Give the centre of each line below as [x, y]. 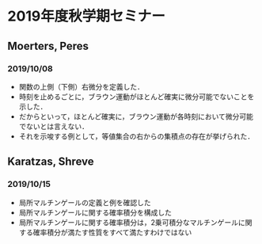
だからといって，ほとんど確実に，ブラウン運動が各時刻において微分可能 [136, 116]
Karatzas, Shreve [51, 162]
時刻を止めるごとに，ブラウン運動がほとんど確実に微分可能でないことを [137, 97]
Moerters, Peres [48, 46]
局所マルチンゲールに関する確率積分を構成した [95, 212]
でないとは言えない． [53, 126]
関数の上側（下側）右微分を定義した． [81, 86]
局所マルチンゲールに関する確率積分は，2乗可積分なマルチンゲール [129, 222]
